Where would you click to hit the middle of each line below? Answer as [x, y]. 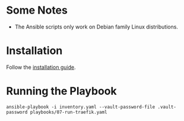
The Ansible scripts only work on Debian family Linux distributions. [96, 27]
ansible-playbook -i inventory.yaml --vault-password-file [81, 107]
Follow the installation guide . [41, 67]
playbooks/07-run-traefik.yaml [69, 112]
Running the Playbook [61, 91]
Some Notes [37, 10]
